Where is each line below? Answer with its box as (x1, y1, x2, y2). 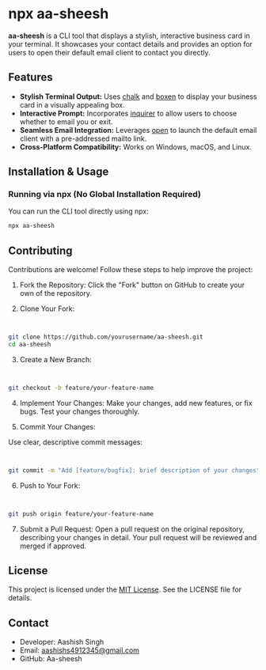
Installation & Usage (8, 165, 109, 179)
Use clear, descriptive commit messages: (8, 437, 143, 447)
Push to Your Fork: (19, 480, 81, 490)
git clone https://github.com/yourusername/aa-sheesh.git (8, 333, 203, 341)
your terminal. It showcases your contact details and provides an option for (8, 39, 253, 48)
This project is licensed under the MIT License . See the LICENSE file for (8, 585, 242, 594)
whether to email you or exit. (19, 116, 113, 127)
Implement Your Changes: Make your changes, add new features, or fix (19, 398, 253, 407)
